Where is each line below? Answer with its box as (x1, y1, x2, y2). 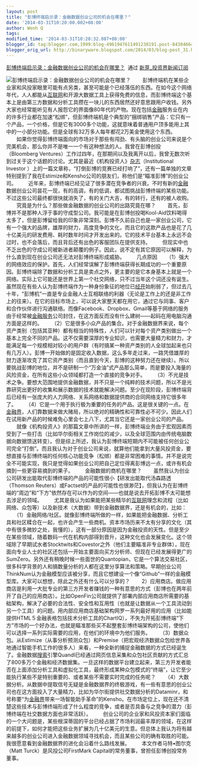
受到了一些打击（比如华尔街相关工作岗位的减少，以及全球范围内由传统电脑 (6, 430, 187, 437)
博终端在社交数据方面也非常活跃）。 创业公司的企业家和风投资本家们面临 (6, 710, 191, 717)
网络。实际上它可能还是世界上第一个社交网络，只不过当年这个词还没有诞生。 (6, 275, 192, 282)
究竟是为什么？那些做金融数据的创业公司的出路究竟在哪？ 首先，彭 (16, 202, 189, 209)
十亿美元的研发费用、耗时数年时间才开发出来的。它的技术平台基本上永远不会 (6, 231, 192, 238)
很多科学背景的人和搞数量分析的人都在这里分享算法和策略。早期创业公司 (6, 562, 181, 570)
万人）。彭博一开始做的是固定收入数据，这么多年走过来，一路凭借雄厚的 (16, 349, 190, 356)
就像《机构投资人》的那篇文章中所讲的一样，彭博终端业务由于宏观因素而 (16, 423, 192, 430)
